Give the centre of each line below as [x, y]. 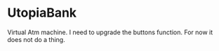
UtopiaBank [42, 13]
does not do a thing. [36, 39]
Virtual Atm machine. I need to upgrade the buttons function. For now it [110, 32]
